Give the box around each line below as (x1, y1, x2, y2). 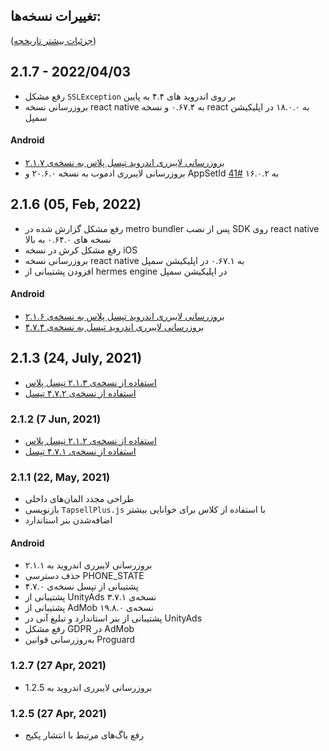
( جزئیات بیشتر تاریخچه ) (10, 34, 97, 46)
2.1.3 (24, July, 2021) (10, 350, 143, 367)
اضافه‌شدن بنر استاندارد (24, 514, 113, 526)
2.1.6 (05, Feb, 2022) (10, 196, 142, 213)
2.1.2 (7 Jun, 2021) (10, 412, 102, 426)
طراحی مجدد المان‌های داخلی (24, 493, 135, 505)
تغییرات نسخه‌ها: (10, 8, 102, 25)
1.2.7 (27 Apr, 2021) (10, 659, 107, 673)
